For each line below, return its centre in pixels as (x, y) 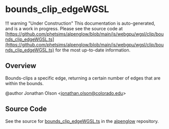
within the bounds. (24, 83)
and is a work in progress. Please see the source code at (64, 28)
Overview (21, 66)
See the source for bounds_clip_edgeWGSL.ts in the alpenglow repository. (82, 121)
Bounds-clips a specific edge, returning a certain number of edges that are (83, 78)
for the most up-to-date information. (93, 50)
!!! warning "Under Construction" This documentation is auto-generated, (80, 23)
